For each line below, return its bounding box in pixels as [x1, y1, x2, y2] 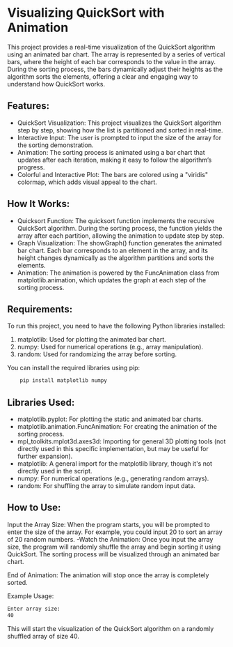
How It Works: [7, 198, 70, 210]
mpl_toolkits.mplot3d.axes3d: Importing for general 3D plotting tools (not [17, 437, 226, 446]
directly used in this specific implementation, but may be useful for [17, 445, 209, 453]
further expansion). [17, 452, 73, 461]
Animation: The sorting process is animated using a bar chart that [17, 148, 205, 156]
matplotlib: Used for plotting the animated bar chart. [17, 335, 167, 344]
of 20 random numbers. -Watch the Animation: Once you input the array [7, 535, 214, 543]
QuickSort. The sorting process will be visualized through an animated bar [7, 549, 220, 558]
